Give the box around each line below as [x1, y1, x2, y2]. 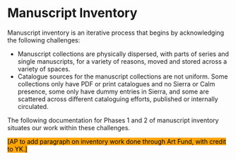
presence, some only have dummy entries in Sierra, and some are [17, 87, 210, 96]
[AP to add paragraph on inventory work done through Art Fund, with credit [7, 137, 227, 146]
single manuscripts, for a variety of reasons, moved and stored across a [17, 57, 228, 65]
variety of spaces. [17, 64, 71, 73]
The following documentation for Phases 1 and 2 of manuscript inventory [7, 115, 219, 125]
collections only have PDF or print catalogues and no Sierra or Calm [17, 79, 216, 88]
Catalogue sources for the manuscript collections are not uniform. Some [17, 72, 228, 81]
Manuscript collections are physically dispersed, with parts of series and [17, 50, 230, 58]
